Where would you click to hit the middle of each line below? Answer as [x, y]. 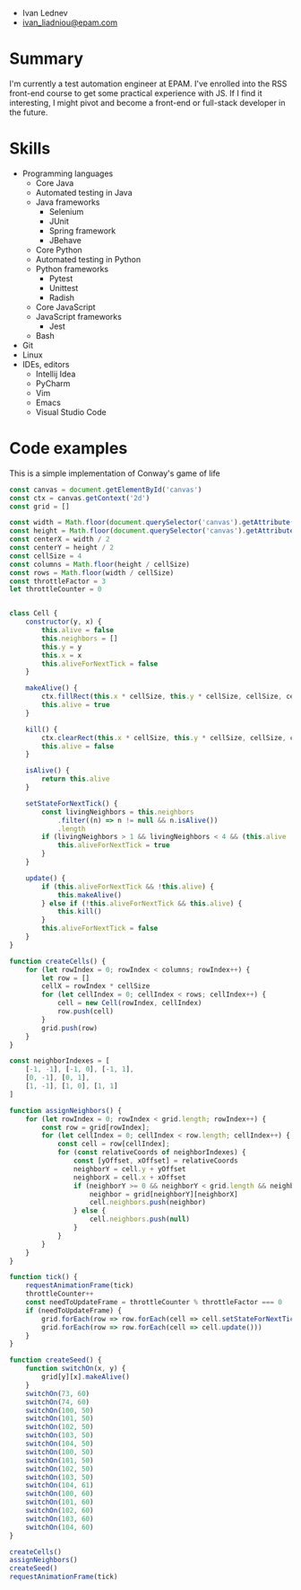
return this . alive [76, 779]
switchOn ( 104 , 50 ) [60, 1444]
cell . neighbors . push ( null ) [140, 1219]
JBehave [65, 240]
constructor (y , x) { [64, 622]
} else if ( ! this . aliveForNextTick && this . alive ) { [142, 903]
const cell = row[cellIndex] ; [113, 1144]
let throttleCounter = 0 [56, 589]
